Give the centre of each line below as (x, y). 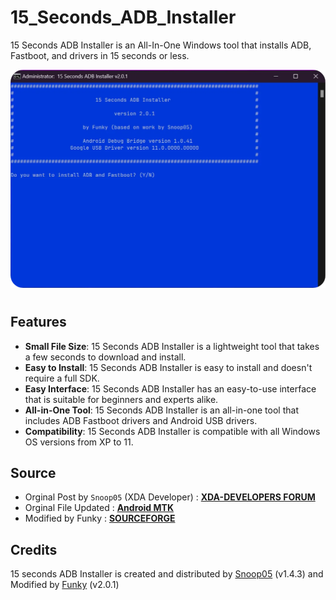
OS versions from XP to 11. (79, 442)
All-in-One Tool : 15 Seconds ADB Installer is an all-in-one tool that (161, 410)
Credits (34, 549)
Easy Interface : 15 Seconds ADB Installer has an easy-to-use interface (170, 388)
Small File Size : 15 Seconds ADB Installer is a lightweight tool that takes (172, 346)
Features (38, 322)
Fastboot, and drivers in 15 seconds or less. (100, 55)
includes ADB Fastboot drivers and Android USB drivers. (141, 420)
